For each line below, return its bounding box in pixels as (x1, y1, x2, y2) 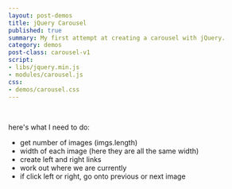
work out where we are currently (19, 164, 127, 173)
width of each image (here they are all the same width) (19, 146, 199, 156)
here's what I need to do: (8, 122, 90, 132)
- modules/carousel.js (8, 71, 83, 79)
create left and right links (19, 155, 102, 164)
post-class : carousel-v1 (8, 48, 91, 56)
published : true (8, 26, 62, 34)
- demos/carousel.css (8, 85, 80, 94)
